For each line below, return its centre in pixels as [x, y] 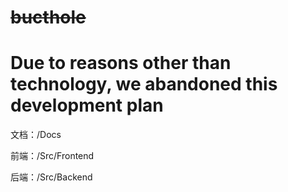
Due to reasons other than [121, 63]
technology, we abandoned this [144, 84]
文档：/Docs [36, 135]
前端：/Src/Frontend [52, 156]
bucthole [48, 17]
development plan [87, 105]
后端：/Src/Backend [51, 177]
